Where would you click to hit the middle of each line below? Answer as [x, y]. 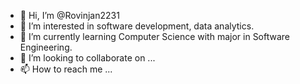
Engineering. [46, 47]
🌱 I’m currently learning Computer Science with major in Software [155, 36]
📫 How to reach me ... [66, 69]
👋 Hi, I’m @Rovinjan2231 [69, 15]
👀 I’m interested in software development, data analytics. [137, 26]
